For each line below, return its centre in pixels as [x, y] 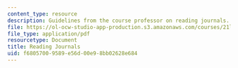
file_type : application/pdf [49, 34]
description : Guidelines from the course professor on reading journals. [119, 21]
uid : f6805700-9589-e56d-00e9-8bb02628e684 [73, 54]
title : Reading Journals [44, 47]
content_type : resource [42, 14]
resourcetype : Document [42, 40]
